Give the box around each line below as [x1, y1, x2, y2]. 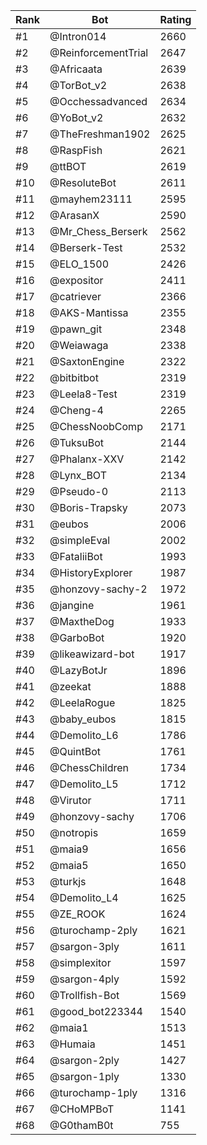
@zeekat [49, 680, 92, 693]
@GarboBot [49, 631, 105, 644]
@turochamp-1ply [49, 1086, 138, 1099]
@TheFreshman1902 [49, 127, 151, 141]
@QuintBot [49, 745, 101, 758]
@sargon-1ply [49, 1070, 120, 1083]
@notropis [49, 826, 99, 839]
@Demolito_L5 [49, 777, 119, 791]
